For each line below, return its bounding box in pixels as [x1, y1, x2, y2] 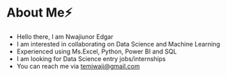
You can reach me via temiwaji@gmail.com [16, 62, 140, 70]
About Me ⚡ [6, 5, 73, 21]
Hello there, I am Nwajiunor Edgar [16, 32, 113, 41]
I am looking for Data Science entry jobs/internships [16, 54, 166, 62]
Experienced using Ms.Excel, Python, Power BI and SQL [16, 47, 177, 55]
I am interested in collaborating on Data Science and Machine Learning [16, 40, 221, 48]
